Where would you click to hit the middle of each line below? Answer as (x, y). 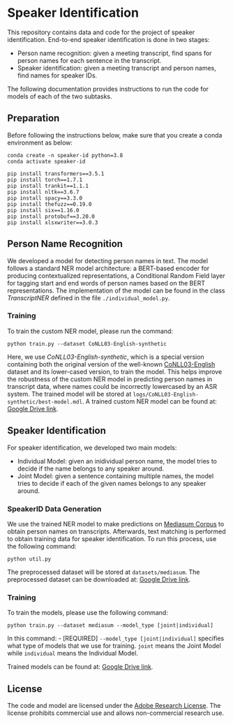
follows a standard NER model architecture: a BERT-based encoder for (108, 268)
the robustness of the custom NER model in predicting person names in (110, 379)
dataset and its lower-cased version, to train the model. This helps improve (115, 371)
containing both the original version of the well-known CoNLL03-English (111, 364)
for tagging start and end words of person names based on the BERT (106, 283)
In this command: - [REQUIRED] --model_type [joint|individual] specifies (116, 638)
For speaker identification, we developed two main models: (92, 448)
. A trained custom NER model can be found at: (150, 401)
